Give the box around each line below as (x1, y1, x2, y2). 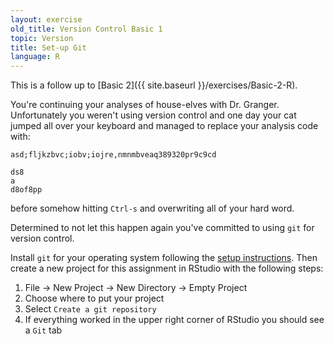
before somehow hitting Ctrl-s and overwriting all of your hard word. (10, 202, 295, 215)
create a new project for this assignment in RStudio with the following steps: (10, 262, 324, 275)
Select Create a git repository (24, 303, 157, 315)
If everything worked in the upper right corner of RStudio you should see (24, 314, 325, 326)
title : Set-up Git (10, 42, 87, 53)
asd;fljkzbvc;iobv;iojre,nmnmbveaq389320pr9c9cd (10, 150, 217, 160)
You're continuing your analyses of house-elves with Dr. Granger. (10, 99, 280, 111)
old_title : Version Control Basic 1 (10, 24, 163, 34)
